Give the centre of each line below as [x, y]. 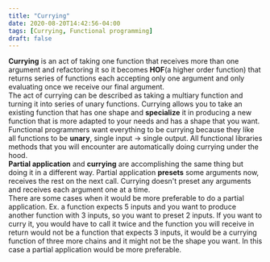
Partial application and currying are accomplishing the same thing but [126, 164]
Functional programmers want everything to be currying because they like [131, 130]
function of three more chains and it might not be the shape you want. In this [135, 241]
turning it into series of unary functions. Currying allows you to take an [126, 104]
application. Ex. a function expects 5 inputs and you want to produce [122, 207]
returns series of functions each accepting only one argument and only [127, 78]
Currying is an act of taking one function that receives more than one [124, 61]
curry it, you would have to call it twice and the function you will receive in [131, 224]
